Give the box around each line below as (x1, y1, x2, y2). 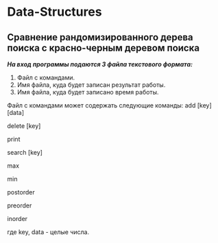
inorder (7, 215, 28, 222)
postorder (7, 188, 36, 196)
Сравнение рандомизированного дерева (7, 31, 193, 43)
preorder (7, 201, 32, 209)
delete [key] (7, 122, 41, 130)
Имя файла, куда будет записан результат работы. (16, 81, 166, 89)
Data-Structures (7, 4, 102, 20)
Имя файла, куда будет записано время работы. (16, 88, 159, 96)
